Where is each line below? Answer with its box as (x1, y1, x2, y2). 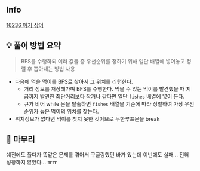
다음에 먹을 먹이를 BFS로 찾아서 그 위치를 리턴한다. (14, 78, 133, 85)
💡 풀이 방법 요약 (6, 41, 61, 51)
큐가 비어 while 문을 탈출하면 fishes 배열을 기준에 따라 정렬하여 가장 (23, 100, 183, 107)
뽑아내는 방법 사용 (33, 65, 76, 72)
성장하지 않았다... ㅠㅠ (6, 158, 57, 166)
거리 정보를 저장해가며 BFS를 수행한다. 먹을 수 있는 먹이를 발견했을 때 (23, 85, 185, 92)
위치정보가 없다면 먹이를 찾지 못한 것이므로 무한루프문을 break (14, 115, 160, 122)
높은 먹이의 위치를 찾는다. (39, 108, 99, 115)
